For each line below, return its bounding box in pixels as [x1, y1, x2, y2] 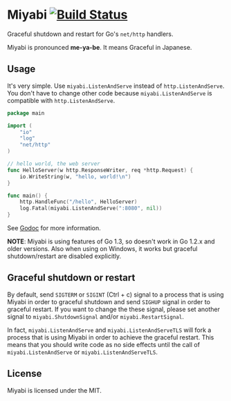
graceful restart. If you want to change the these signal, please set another [7, 305, 220, 313]
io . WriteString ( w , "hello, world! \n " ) [19, 173, 131, 180]
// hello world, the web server [7, 160, 100, 167]
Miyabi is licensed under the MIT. [7, 386, 102, 394]
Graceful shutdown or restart [7, 272, 136, 283]
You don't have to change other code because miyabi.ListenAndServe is [7, 88, 212, 97]
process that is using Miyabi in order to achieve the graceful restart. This [7, 333, 214, 342]
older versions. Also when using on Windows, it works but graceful [7, 245, 198, 252]
